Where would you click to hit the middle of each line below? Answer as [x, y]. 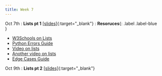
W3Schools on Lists [32, 38]
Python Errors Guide [33, 43]
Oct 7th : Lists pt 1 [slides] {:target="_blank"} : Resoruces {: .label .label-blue [81, 23]
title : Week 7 [19, 9]
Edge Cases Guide [31, 58]
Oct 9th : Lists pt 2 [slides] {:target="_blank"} [50, 68]
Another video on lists [34, 54]
